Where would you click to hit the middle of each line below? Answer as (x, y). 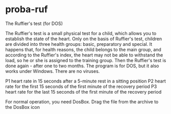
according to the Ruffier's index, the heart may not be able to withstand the (84, 55)
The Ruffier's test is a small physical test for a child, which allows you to (81, 33)
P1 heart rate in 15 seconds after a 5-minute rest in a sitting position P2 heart (86, 81)
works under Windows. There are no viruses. (53, 71)
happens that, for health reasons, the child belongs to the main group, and (83, 49)
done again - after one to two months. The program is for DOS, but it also (82, 66)
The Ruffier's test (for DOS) (34, 23)
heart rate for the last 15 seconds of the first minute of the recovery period (83, 92)
